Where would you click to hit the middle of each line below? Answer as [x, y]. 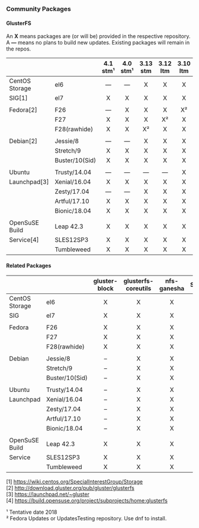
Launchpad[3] [29, 182]
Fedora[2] [23, 110]
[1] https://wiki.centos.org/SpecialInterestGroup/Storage [75, 482]
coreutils [139, 289]
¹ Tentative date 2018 [32, 512]
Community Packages [38, 9]
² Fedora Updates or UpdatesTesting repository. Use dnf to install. [86, 518]
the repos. [19, 49]
